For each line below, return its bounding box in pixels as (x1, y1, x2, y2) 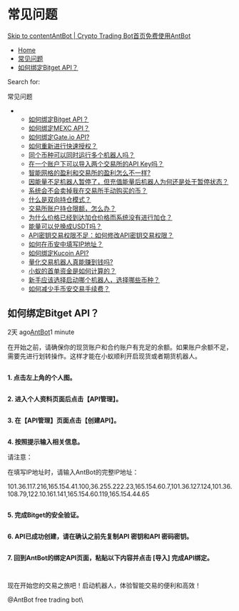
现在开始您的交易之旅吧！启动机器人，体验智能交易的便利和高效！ (7, 581, 201, 590)
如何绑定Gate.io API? (28, 133, 90, 141)
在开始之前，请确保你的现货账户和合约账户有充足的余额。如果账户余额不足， (7, 343, 233, 351)
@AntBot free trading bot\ (7, 595, 83, 604)
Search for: (7, 77, 41, 86)
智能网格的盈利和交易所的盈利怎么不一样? (28, 168, 151, 177)
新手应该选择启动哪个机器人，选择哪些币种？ (28, 276, 161, 284)
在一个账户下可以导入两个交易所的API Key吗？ (28, 159, 164, 168)
